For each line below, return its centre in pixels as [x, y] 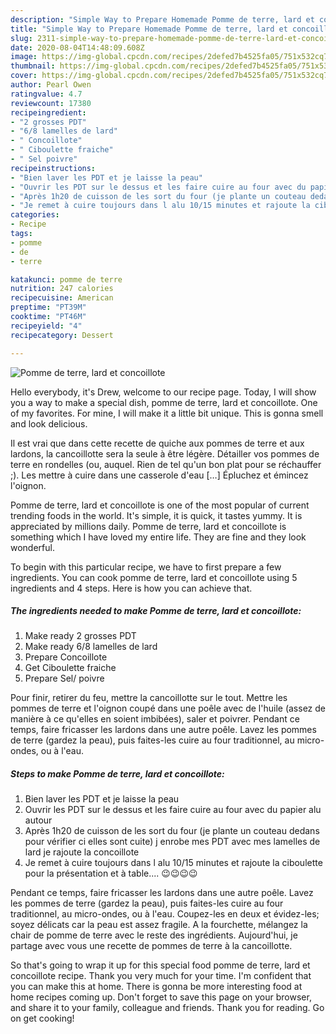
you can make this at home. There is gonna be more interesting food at [156, 987]
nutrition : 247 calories [62, 289]
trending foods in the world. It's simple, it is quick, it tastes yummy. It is [156, 515]
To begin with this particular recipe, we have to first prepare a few [146, 567]
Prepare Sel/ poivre [64, 678]
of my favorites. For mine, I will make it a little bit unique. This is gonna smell [167, 413]
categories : [35, 215]
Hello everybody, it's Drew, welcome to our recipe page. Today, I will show [163, 392]
